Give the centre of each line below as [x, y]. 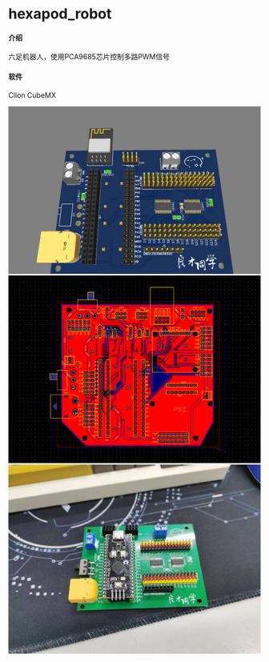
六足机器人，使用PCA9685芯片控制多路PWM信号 [89, 57]
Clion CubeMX [32, 95]
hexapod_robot [60, 14]
